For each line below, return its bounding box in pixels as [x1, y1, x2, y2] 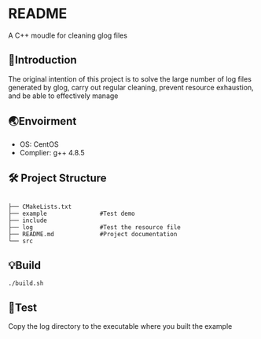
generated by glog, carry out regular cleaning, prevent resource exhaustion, [8, 82, 254, 92]
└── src [8, 237, 34, 246]
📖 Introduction [8, 53, 77, 67]
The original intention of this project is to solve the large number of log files [8, 74, 252, 83]
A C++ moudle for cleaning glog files [8, 31, 128, 40]
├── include [8, 217, 47, 224]
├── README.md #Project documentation [8, 231, 178, 239]
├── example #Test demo [8, 210, 135, 218]
